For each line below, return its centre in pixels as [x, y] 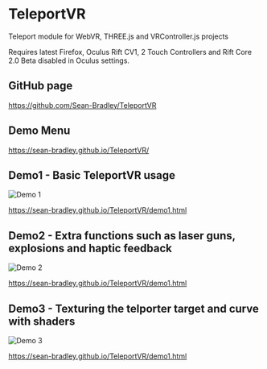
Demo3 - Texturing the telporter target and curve [133, 308]
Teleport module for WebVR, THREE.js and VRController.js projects [119, 36]
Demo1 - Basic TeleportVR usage [92, 175]
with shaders [42, 321]
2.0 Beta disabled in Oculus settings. [69, 60]
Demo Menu [39, 131]
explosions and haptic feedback [90, 248]
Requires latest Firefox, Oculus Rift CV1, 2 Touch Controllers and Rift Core [130, 52]
